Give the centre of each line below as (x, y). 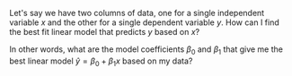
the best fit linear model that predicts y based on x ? (105, 32)
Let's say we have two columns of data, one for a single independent (137, 13)
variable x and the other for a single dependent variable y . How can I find (145, 22)
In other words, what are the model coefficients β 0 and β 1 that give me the (146, 50)
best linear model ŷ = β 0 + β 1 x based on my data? (101, 62)
